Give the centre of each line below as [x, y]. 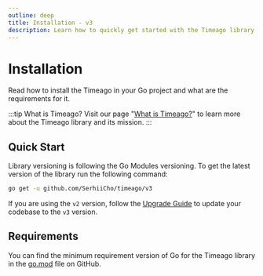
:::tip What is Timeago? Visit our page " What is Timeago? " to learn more [124, 114]
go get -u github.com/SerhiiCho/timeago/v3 [80, 189]
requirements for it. [39, 99]
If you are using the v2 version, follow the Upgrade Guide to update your [125, 203]
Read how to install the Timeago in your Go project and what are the [118, 90]
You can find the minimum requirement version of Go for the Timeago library [132, 255]
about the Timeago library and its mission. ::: [80, 122]
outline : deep [31, 15]
